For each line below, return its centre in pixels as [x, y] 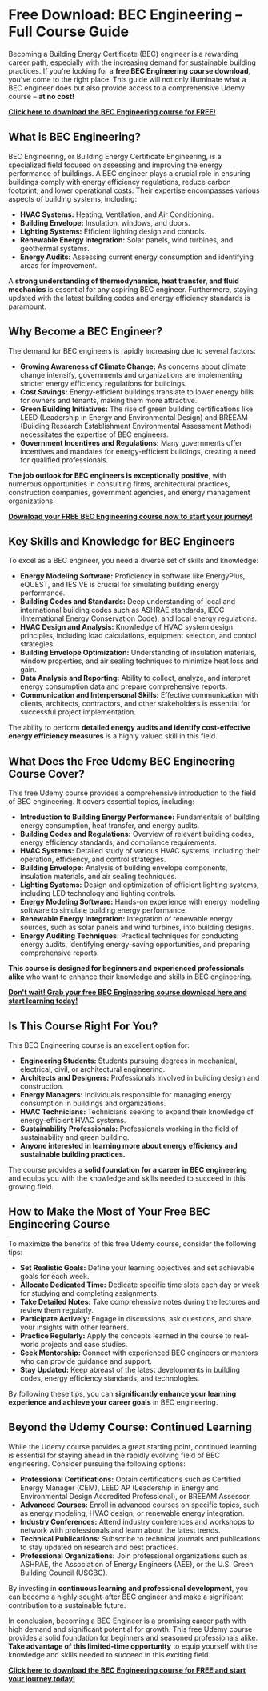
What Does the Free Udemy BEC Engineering [122, 761]
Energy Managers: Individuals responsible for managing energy [126, 1095]
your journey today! [42, 1678]
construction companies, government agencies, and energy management [129, 492]
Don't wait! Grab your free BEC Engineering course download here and [128, 993]
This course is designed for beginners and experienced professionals [126, 969]
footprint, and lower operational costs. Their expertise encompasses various [134, 190]
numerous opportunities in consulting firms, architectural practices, [119, 484]
